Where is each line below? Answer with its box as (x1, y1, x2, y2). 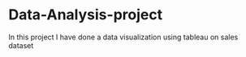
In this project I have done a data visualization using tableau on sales (8, 32, 239, 42)
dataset (8, 40, 34, 50)
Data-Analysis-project (8, 6, 163, 24)
